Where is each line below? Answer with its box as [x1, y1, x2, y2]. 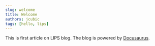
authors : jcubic [5, 16, 40, 21]
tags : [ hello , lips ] [5, 21, 49, 26]
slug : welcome [5, 7, 36, 12]
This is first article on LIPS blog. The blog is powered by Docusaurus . [5, 35, 150, 41]
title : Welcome [5, 12, 38, 17]
